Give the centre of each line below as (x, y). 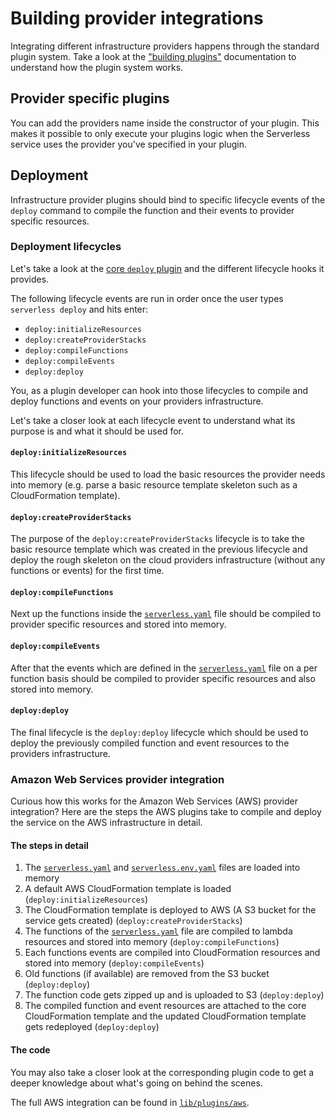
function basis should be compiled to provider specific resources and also (163, 678)
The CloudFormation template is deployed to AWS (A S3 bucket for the (170, 910)
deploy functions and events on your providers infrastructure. (137, 401)
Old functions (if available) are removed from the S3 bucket (147, 974)
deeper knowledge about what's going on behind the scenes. (136, 1083)
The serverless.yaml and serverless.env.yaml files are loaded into (162, 868)
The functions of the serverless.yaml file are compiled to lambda (158, 931)
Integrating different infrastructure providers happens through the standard (165, 46)
